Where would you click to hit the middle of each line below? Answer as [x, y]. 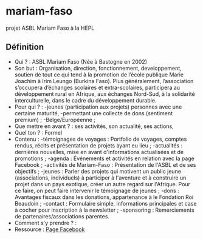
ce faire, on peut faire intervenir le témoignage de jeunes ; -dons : [97, 190]
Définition [25, 47]
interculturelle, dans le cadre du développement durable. [85, 100]
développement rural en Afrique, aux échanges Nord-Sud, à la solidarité [105, 94]
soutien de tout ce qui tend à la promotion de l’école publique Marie [99, 75]
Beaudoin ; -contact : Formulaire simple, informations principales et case [105, 203]
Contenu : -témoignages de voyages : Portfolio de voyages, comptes [101, 139]
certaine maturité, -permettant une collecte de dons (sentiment [93, 113]
